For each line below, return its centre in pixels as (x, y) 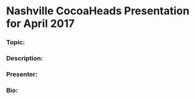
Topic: (16, 42)
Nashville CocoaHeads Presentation (98, 11)
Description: (25, 58)
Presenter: (22, 74)
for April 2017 (40, 24)
